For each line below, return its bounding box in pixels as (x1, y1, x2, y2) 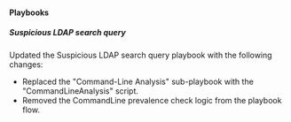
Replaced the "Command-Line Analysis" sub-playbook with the (21, 76, 255, 87)
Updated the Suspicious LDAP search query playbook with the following (9, 50, 272, 60)
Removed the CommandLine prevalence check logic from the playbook (21, 95, 282, 105)
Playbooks (9, 7, 50, 18)
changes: (9, 58, 43, 70)
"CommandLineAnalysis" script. (21, 85, 139, 96)
